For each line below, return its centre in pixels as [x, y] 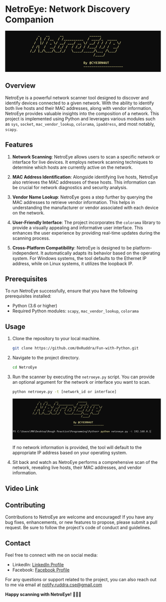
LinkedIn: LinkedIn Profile [38, 565]
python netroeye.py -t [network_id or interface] [64, 392]
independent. [26, 253]
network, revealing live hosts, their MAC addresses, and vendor [77, 468]
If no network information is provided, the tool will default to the [77, 448]
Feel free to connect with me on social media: [51, 555]
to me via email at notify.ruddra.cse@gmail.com [54, 585]
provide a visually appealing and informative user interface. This [78, 227]
